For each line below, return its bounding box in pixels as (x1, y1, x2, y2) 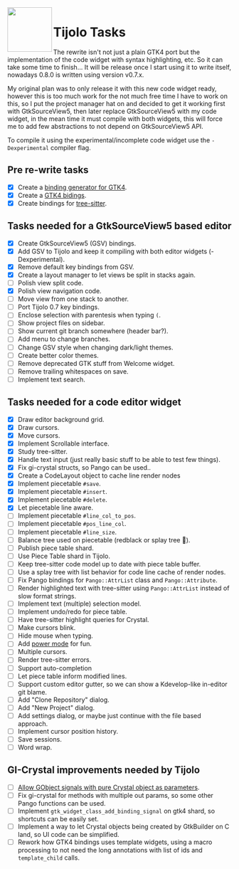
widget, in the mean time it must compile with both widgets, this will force (7, 114, 223, 123)
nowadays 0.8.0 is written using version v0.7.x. (7, 70, 144, 79)
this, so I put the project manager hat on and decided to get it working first (7, 99, 225, 107)
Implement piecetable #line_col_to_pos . (17, 512, 137, 520)
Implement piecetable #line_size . (17, 527, 117, 536)
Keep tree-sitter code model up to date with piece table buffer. (17, 559, 201, 568)
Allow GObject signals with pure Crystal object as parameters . (17, 783, 200, 791)
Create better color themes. (17, 351, 100, 359)
